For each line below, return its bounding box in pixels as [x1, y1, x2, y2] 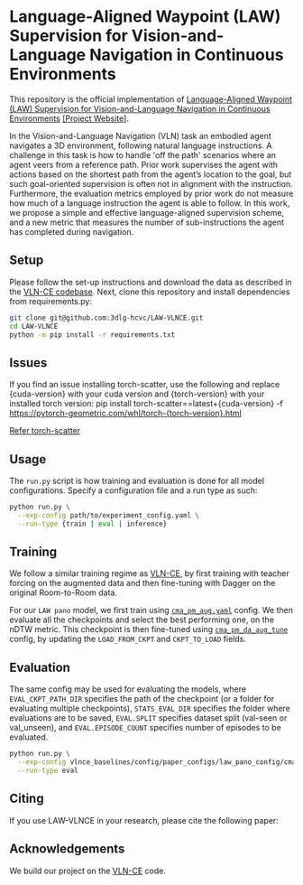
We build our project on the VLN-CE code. [9, 865, 167, 876]
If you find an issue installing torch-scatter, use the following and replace [9, 379, 280, 390]
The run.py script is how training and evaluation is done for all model [9, 476, 264, 486]
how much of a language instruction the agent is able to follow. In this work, [9, 197, 290, 209]
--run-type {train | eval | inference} [17, 519, 168, 528]
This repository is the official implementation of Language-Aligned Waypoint [9, 93, 293, 105]
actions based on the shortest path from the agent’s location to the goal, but [9, 169, 292, 180]
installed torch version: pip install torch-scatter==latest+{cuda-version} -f [9, 398, 284, 409]
